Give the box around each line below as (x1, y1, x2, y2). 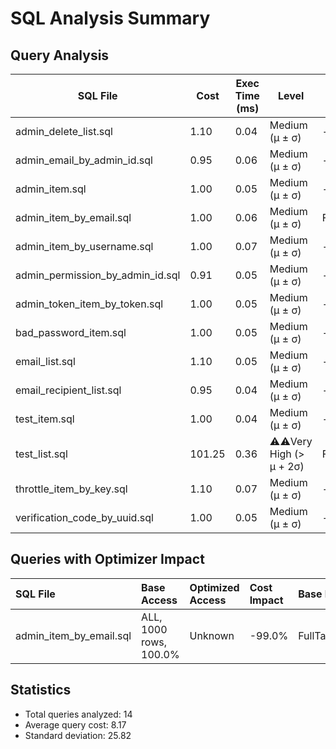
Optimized (189, 580, 240, 594)
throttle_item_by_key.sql (15, 482, 128, 496)
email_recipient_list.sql (15, 383, 122, 397)
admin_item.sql (15, 182, 87, 196)
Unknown (189, 628, 235, 642)
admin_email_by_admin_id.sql (15, 153, 153, 167)
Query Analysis (10, 47, 110, 64)
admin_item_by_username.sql (15, 240, 154, 253)
